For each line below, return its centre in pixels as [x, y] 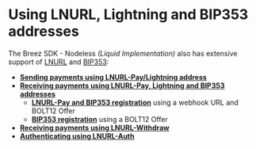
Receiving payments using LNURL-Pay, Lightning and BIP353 [122, 86]
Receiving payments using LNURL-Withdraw [94, 128]
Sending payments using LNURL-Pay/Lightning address [113, 77]
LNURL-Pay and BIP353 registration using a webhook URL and [135, 102]
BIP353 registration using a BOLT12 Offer [99, 119]
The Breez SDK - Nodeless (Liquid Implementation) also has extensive [123, 53]
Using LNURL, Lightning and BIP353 [128, 15]
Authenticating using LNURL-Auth [77, 136]
